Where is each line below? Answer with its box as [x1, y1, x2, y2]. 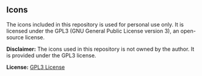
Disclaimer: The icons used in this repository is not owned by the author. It [6, 45, 195, 52]
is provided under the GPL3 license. [6, 51, 96, 59]
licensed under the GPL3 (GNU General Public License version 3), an [6, 27, 179, 34]
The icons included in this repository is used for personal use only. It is [6, 21, 184, 28]
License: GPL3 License [6, 63, 65, 71]
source [6, 33, 24, 41]
